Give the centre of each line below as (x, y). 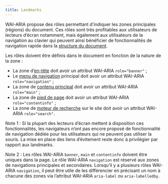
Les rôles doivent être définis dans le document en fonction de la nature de (83, 55)
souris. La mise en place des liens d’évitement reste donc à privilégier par (81, 139)
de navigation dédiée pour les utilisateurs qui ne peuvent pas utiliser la (78, 134)
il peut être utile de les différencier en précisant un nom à (101, 170)
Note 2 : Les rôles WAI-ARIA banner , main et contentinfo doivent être (76, 154)
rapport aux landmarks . (30, 145)
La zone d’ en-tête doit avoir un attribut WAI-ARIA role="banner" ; (80, 71)
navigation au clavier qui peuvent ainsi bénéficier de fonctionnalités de (79, 40)
